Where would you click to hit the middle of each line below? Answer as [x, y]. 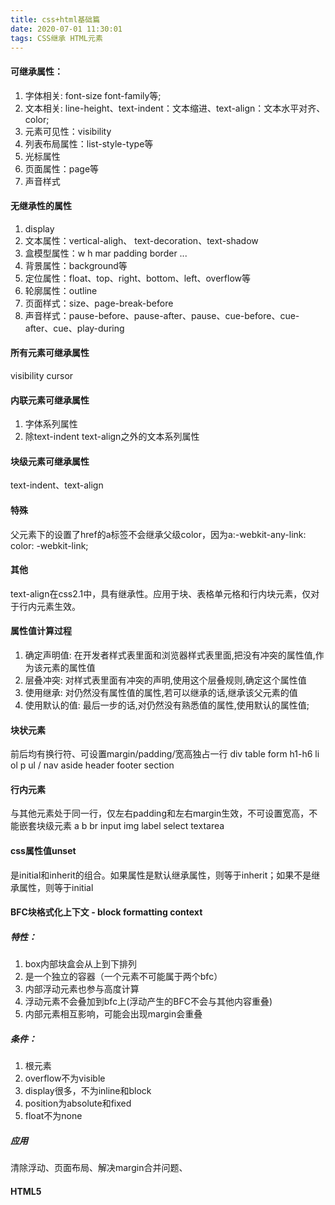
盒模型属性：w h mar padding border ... [106, 253]
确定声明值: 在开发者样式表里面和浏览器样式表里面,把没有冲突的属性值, [170, 655]
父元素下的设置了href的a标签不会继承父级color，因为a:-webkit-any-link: [158, 534]
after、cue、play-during [74, 328]
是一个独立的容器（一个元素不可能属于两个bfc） [123, 977]
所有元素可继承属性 [50, 353]
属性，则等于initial [56, 887]
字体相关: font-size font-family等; [93, 95]
